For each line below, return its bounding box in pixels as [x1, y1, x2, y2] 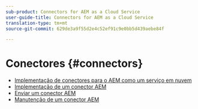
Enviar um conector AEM [14, 90, 76, 97]
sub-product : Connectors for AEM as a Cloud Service [5, 8, 140, 15]
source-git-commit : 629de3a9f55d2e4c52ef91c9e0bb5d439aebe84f [5, 25, 164, 32]
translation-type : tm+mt [5, 20, 68, 26]
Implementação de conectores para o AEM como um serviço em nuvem [14, 76, 193, 84]
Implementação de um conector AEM [14, 83, 107, 90]
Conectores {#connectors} [5, 57, 143, 70]
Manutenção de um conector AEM [14, 96, 100, 103]
